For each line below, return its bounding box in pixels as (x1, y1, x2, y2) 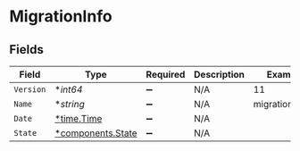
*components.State (54, 127, 137, 139)
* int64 (54, 83, 83, 96)
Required (146, 69, 186, 80)
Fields (9, 42, 45, 57)
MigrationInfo (9, 6, 113, 27)
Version (13, 85, 46, 95)
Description (193, 69, 246, 80)
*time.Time (54, 113, 103, 124)
